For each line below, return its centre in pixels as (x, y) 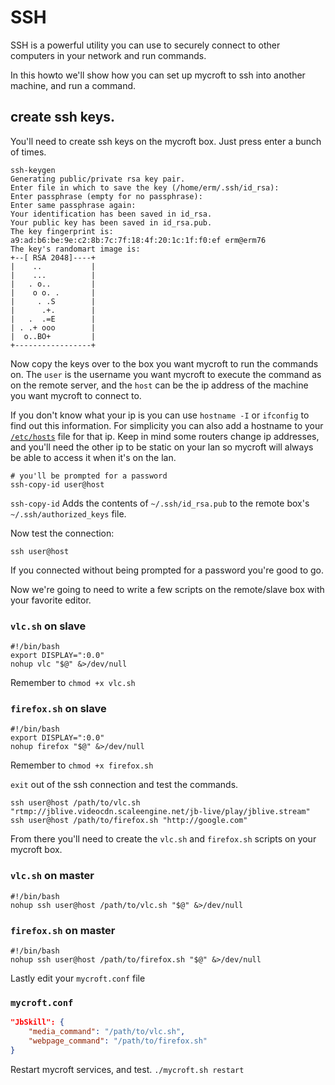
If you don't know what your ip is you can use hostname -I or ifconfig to (160, 415)
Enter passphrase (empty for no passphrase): (106, 196)
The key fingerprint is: (62, 231)
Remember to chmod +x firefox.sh (82, 765)
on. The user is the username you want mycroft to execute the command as (166, 374)
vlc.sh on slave (48, 626)
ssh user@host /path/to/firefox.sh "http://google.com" (129, 821)
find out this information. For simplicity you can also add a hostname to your (167, 425)
